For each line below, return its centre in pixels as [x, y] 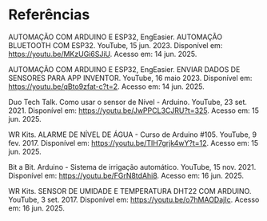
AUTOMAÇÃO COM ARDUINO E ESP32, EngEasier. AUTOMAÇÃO [115, 37]
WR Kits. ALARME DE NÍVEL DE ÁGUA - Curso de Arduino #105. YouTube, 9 [133, 135]
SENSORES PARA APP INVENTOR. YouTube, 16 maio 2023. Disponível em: [130, 78]
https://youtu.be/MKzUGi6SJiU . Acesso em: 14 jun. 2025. [103, 54]
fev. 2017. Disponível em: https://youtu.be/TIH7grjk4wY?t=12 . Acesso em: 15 [133, 143]
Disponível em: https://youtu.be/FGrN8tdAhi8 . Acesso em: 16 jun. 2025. [126, 175]
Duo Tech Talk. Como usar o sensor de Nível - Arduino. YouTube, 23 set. [128, 102]
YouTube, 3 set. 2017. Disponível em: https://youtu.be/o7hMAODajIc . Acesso [134, 199]
